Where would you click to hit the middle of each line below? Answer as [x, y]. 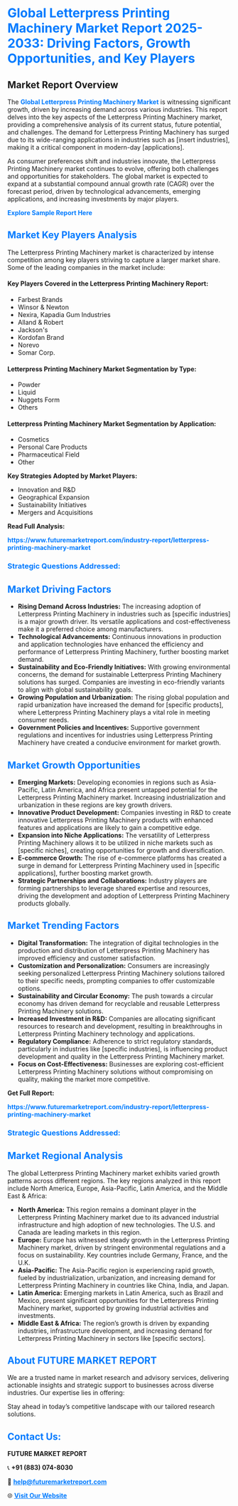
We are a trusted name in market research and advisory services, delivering [118, 1378]
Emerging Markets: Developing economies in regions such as [108, 782]
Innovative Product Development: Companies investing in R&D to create [124, 812]
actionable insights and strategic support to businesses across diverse [111, 1385]
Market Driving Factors [59, 589]
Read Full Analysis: [36, 526]
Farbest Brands [40, 300]
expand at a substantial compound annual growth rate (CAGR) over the [111, 184]
